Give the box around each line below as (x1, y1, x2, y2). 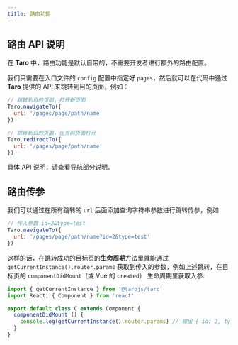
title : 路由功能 (7, 10, 51, 18)
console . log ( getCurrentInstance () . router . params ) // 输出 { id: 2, (20, 318, 222, 325)
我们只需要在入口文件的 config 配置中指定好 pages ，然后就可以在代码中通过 (7, 74, 228, 82)
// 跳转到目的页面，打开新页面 (7, 97, 86, 104)
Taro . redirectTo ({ (7, 136, 62, 143)
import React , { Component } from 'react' (7, 292, 135, 299)
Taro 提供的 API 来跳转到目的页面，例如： (7, 82, 130, 91)
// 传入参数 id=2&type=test (7, 220, 86, 227)
